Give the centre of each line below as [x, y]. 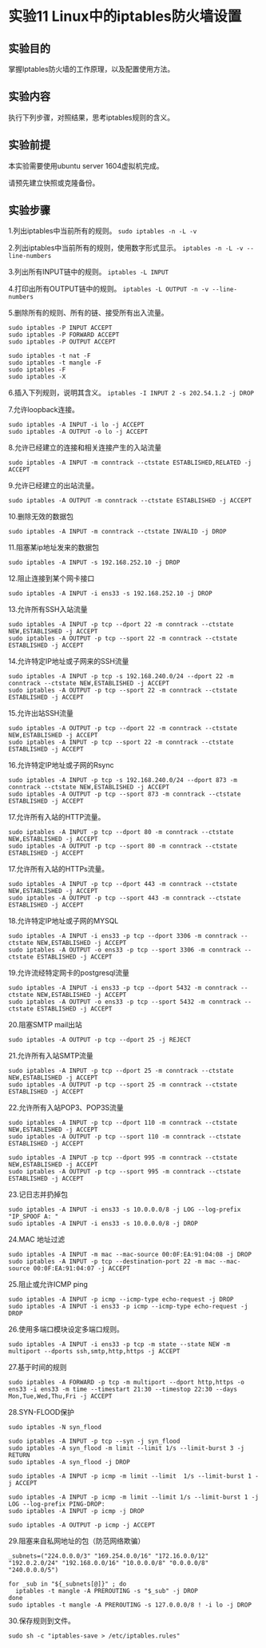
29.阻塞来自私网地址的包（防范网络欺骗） [77, 1541]
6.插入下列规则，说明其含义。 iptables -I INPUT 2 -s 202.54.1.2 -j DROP [131, 393]
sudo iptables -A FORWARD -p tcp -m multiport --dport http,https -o [127, 1383]
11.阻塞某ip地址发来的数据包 [54, 547]
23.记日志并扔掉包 [38, 1194]
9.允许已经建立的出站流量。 [54, 486]
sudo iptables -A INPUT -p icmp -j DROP [77, 1511]
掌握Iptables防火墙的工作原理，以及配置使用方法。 [91, 69]
